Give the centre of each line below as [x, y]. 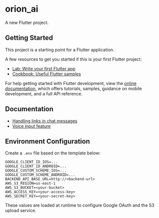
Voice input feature [31, 126]
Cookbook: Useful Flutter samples [46, 74]
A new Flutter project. [27, 22]
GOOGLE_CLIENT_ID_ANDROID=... [36, 166]
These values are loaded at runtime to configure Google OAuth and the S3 [80, 205]
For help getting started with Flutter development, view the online [71, 83]
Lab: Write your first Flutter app [44, 68]
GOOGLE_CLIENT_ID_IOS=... [31, 162]
